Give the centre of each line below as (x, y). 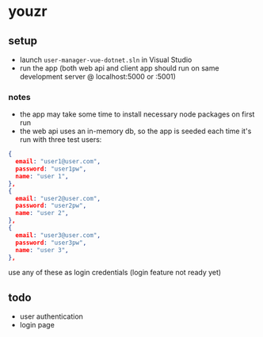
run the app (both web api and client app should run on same (119, 68)
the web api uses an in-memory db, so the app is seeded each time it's (135, 131)
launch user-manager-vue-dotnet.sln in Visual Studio (106, 59)
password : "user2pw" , (51, 206)
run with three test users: (61, 140)
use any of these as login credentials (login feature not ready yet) (115, 273)
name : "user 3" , (42, 250)
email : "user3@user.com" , (58, 235)
